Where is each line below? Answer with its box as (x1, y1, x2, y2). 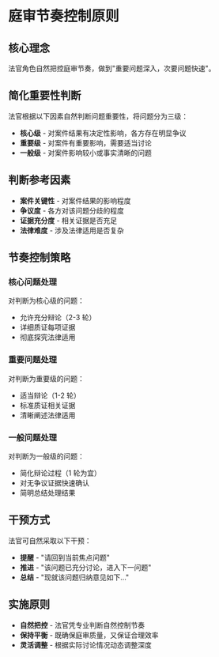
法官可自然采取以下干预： (8, 535, 92, 546)
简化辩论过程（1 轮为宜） (19, 468, 101, 478)
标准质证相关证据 (19, 400, 76, 410)
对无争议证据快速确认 (19, 478, 89, 487)
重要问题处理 (8, 354, 58, 365)
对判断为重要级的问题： (8, 373, 85, 383)
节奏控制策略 (8, 251, 71, 265)
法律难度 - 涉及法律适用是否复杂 (19, 225, 125, 235)
